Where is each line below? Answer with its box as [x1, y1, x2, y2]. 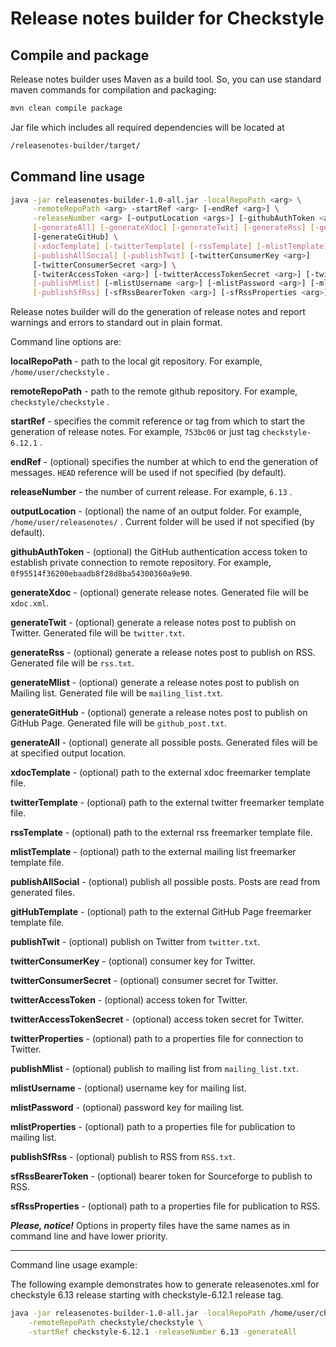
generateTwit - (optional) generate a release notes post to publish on [10, 617, 297, 629]
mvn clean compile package [10, 103, 123, 113]
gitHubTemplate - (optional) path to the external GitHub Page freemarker [10, 906, 312, 918]
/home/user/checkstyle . [10, 366, 110, 378]
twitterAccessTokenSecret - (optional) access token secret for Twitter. [10, 1013, 305, 1026]
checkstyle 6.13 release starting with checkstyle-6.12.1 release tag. [10, 1289, 284, 1301]
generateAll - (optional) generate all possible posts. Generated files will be [10, 737, 318, 749]
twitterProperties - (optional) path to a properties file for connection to [10, 1033, 304, 1045]
